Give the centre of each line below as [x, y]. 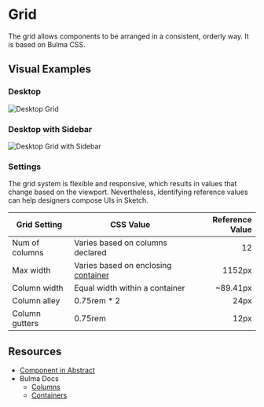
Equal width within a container [130, 288]
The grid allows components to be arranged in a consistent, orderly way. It [128, 36]
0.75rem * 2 [97, 301]
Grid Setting [39, 225]
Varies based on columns [121, 243]
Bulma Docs [39, 379]
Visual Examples [50, 70]
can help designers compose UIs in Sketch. [79, 200]
